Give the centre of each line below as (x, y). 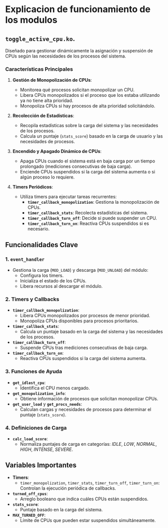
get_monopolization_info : (39, 393)
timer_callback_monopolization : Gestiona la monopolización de (93, 202)
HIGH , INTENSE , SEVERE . (47, 449)
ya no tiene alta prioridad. (47, 101)
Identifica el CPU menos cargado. (55, 388)
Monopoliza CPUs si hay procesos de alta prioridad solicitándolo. (88, 106)
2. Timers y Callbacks (32, 299)
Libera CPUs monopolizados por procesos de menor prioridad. (85, 316)
